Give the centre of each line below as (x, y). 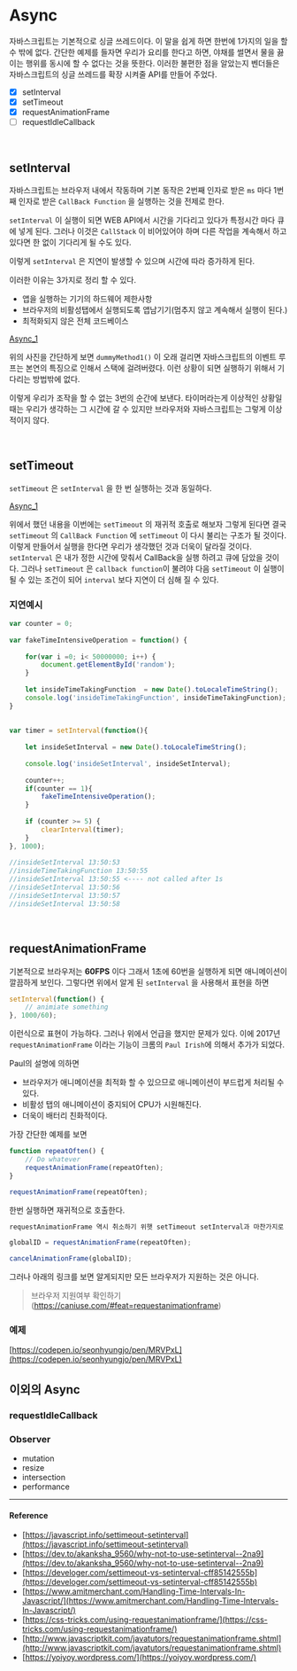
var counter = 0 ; (41, 624)
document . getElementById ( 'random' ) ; (108, 665)
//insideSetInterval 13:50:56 (65, 887)
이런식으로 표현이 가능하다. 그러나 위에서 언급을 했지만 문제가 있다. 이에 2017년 (145, 1034)
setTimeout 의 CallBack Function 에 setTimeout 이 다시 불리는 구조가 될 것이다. (148, 535)
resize (33, 1468)
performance (46, 1487)
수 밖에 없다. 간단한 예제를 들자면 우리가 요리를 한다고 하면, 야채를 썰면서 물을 (142, 52)
